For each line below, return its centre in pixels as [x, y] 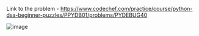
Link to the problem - [33, 9]
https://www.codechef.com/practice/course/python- [126, 9]
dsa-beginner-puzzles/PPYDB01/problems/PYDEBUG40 [77, 15]
